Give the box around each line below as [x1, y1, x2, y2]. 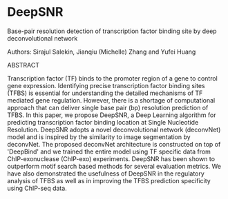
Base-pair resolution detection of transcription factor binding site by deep [7, 27, 217, 35]
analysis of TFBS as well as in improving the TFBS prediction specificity [7, 176, 211, 185]
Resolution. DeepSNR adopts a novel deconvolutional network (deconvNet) [7, 125, 221, 134]
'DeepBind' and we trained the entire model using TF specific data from [7, 147, 211, 156]
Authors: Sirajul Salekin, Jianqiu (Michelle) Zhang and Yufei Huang [7, 48, 196, 56]
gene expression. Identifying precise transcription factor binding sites [7, 81, 205, 90]
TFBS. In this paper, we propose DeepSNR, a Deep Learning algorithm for [7, 111, 216, 119]
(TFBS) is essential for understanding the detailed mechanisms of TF [7, 89, 203, 97]
